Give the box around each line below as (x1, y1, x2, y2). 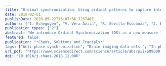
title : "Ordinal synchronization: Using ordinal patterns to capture (5, 7, 152, 12)
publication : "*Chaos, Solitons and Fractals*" (5, 40, 105, 45)
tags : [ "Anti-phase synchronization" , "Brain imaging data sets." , (5, 44, 147, 49)
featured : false (5, 35, 39, 40)
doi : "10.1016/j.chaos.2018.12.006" (5, 53, 81, 59)
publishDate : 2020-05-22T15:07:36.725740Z (5, 16, 94, 21)
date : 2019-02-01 (5, 12, 41, 17)
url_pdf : (5, 49, 23, 54)
